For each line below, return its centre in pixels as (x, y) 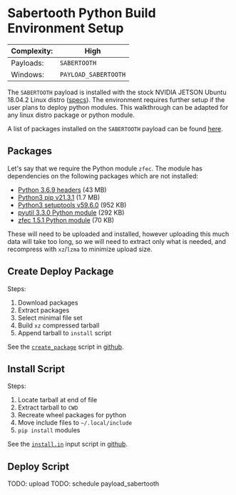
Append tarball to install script (65, 332)
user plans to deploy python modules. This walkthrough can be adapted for (118, 107)
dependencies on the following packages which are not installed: (103, 175)
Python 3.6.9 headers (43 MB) (62, 190)
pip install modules (49, 430)
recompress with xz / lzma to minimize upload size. (80, 249)
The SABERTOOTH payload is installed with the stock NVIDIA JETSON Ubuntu (117, 92)
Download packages (48, 302)
